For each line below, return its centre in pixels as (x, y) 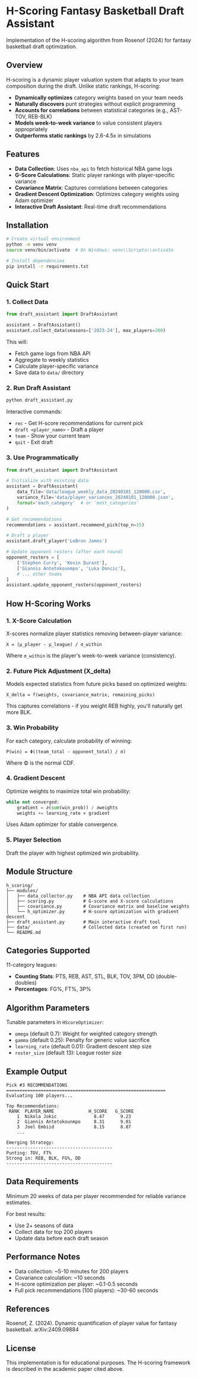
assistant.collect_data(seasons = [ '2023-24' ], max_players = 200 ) (86, 331)
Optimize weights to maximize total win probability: (68, 791)
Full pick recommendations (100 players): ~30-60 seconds (86, 1290)
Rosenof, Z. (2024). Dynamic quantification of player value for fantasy (92, 1323)
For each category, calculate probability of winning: (69, 741)
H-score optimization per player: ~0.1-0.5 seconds (76, 1284)
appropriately (31, 129)
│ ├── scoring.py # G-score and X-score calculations (90, 901)
